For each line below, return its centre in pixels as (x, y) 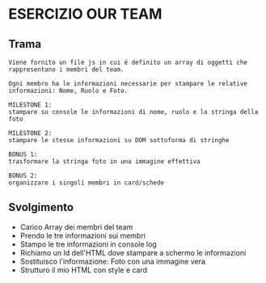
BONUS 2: (23, 175)
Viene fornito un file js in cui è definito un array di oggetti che (128, 62)
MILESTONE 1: (30, 105)
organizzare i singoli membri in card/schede (86, 183)
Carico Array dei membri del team (76, 226)
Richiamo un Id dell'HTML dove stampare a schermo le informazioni (133, 252)
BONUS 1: (23, 154)
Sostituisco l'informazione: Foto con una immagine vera (113, 261)
